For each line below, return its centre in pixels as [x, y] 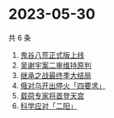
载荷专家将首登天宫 [52, 95]
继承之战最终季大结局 [55, 75]
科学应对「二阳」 [49, 106]
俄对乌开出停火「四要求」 [63, 85]
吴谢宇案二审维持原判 [55, 65]
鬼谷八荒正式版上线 [52, 55]
